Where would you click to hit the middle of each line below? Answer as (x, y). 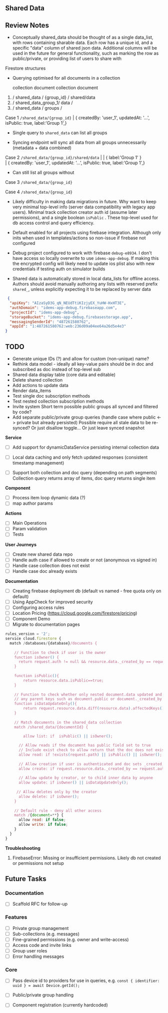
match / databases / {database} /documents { (53, 643)
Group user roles (30, 950)
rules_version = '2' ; (28, 634)
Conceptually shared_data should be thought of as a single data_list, (83, 38)
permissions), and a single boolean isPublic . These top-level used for (85, 218)
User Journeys (21, 544)
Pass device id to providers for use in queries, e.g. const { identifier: (86, 980)
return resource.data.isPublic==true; (63, 681)
